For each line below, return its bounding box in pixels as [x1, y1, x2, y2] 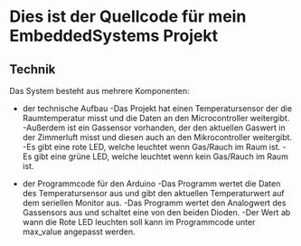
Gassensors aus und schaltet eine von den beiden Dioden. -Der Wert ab [22, 207, 291, 218]
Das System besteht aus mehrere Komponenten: [9, 86, 190, 96]
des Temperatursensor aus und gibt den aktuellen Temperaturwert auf [22, 188, 285, 198]
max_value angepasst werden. [22, 226, 136, 237]
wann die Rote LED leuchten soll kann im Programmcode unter [22, 217, 256, 227]
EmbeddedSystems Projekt [9, 25, 219, 46]
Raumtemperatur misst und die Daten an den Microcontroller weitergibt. [22, 113, 290, 123]
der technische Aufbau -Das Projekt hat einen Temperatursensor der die [22, 103, 292, 114]
